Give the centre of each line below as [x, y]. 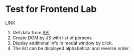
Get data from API [31, 32]
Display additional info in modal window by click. [62, 43]
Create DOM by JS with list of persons [52, 38]
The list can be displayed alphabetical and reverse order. [71, 48]
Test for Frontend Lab [51, 9]
